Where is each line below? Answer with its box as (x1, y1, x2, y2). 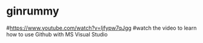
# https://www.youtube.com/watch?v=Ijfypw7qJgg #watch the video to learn (6, 24, 197, 31)
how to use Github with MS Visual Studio (6, 30, 108, 38)
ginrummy (6, 4, 59, 18)
